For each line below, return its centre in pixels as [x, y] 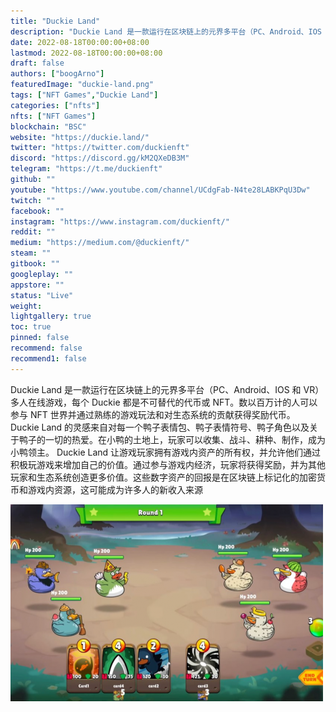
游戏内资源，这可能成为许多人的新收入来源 [115, 489]
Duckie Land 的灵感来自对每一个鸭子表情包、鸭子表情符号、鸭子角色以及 [160, 427]
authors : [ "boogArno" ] [57, 74]
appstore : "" [37, 285]
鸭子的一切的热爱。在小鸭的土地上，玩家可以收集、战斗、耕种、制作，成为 [172, 439]
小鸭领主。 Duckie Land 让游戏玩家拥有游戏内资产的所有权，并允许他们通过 [166, 452]
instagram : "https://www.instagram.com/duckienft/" [120, 221]
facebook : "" [37, 211]
